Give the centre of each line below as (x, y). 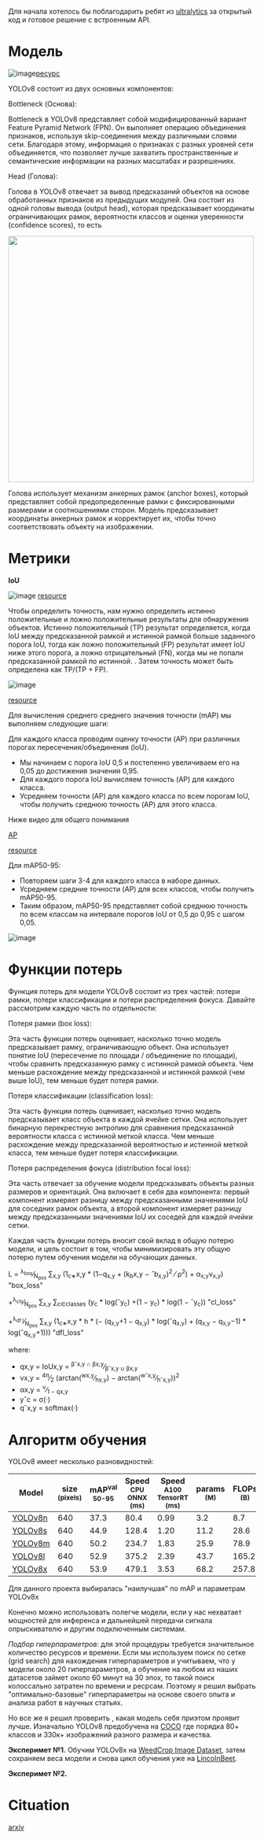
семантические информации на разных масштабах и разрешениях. (122, 161)
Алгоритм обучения (77, 1440)
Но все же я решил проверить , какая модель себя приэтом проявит (124, 1718)
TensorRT (172, 1498)
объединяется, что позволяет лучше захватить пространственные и (123, 152)
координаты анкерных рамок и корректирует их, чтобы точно (112, 518)
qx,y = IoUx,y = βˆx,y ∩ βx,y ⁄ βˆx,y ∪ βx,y (79, 1366)
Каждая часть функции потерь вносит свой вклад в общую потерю (121, 1240)
